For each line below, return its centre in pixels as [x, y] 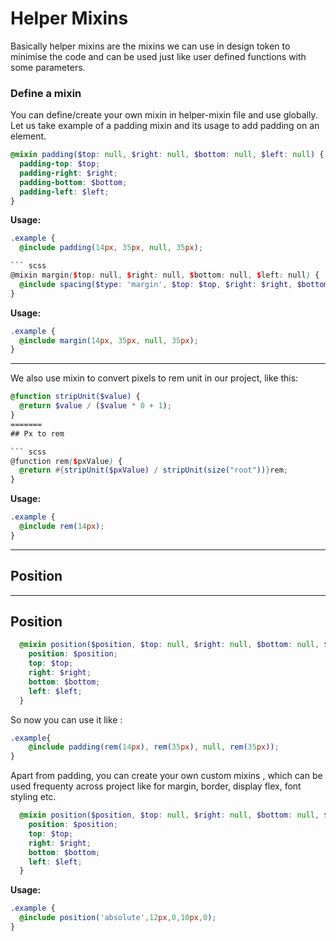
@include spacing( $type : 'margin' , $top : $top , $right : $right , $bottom [174, 284]
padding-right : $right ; [68, 173]
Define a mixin [46, 93]
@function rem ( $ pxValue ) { [66, 461]
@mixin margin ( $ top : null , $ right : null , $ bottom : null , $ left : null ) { [165, 275]
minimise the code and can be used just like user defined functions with [158, 56]
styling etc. [33, 797]
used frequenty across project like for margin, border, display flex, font [156, 786]
